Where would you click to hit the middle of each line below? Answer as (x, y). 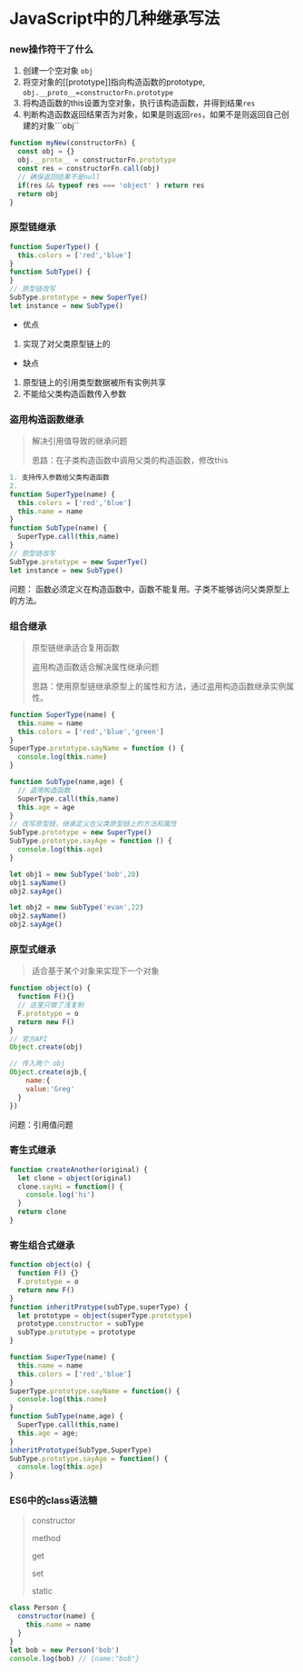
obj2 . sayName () (38, 916)
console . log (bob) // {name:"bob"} (75, 1658)
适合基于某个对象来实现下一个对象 (95, 971)
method (46, 1538)
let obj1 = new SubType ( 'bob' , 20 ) (75, 874)
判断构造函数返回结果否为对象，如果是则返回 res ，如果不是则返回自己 (152, 114)
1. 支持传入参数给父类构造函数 (60, 478)
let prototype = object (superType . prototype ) (105, 1315)
